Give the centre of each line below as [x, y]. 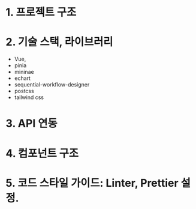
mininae [24, 72]
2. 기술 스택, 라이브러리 [59, 42]
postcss [24, 91]
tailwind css [29, 97]
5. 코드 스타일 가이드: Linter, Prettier [92, 183]
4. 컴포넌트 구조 [42, 153]
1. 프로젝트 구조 [41, 12]
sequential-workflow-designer [52, 85]
